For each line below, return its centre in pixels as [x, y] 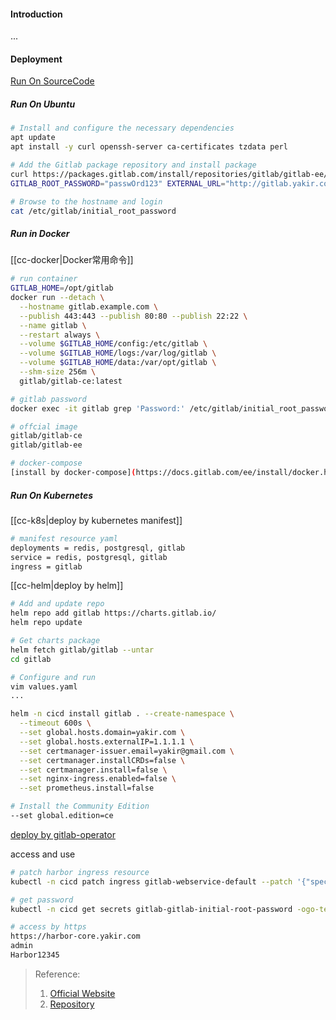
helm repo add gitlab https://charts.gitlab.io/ [113, 613]
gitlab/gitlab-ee [46, 445]
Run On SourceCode [52, 81]
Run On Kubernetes [52, 495]
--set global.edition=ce [62, 816]
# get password [42, 900]
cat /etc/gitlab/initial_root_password [93, 211]
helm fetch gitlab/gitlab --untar [82, 650]
